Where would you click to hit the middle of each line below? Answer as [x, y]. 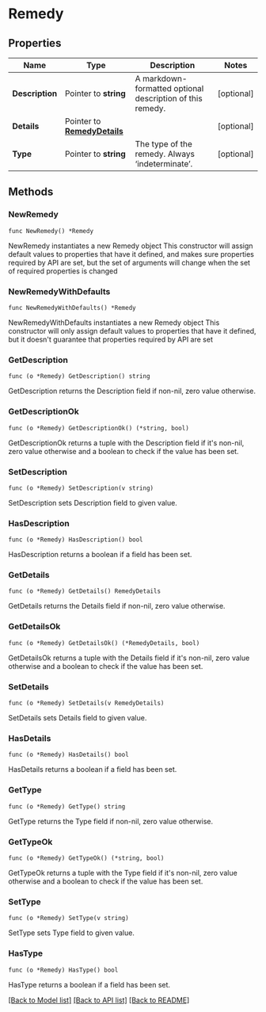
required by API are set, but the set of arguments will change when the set [129, 262]
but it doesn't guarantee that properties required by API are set [111, 339]
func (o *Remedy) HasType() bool [63, 970]
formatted [154, 88]
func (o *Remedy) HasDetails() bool [68, 755]
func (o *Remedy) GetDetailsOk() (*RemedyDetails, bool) [104, 643]
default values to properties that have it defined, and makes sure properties [131, 254]
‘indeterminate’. [164, 164]
